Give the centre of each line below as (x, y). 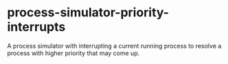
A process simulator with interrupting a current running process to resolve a (114, 46)
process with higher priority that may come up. (73, 53)
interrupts (36, 27)
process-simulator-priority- (88, 13)
